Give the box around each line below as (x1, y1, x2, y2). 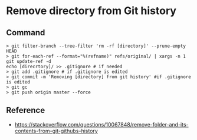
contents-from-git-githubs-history (14, 127, 98, 134)
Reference (6, 105, 45, 115)
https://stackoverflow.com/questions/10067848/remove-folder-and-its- (14, 121, 189, 128)
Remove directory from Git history (6, 4, 177, 18)
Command (6, 28, 45, 38)
